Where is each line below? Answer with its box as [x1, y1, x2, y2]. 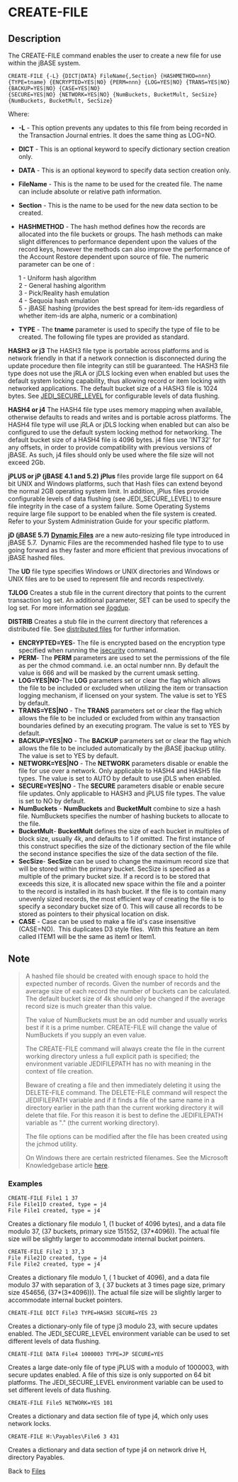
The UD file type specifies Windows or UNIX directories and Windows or [8, 567, 220, 575]
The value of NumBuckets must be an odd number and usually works [25, 1015, 227, 1024]
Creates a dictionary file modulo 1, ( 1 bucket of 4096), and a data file [8, 1274, 210, 1282]
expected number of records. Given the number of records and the [25, 979, 221, 988]
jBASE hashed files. [8, 554, 65, 562]
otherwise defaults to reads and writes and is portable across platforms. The [8, 413, 232, 421]
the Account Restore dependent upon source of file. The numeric [18, 252, 209, 261]
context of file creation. [25, 1066, 94, 1075]
